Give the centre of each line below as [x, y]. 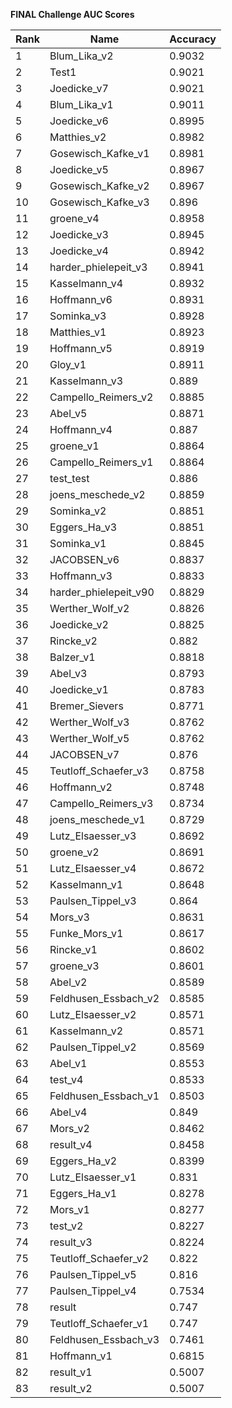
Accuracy [193, 39]
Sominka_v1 [78, 543]
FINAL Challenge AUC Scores [72, 14]
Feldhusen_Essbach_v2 [104, 998]
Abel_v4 [68, 1112]
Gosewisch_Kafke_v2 [99, 186]
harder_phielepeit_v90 [102, 592]
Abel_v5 [68, 413]
